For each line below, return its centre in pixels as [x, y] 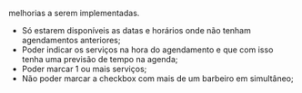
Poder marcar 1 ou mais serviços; [84, 69]
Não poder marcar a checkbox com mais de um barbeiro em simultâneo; [157, 79]
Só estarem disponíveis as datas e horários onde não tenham [136, 30]
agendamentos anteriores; [71, 40]
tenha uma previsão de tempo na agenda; [100, 59]
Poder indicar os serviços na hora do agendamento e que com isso [147, 50]
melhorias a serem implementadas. [74, 13]
